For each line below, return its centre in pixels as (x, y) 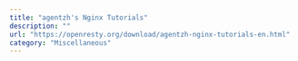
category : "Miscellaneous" (60, 43)
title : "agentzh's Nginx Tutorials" (79, 17)
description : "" (40, 26)
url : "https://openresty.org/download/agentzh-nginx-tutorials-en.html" (150, 34)
